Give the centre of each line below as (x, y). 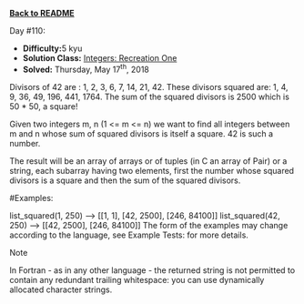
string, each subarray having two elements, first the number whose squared (152, 170)
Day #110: (27, 30)
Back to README (42, 13)
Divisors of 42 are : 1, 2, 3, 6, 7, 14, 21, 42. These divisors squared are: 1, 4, (149, 86)
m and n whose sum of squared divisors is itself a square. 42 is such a (142, 133)
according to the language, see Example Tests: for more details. (129, 235)
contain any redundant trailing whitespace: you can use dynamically (137, 279)
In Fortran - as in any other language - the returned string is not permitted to (152, 270)
